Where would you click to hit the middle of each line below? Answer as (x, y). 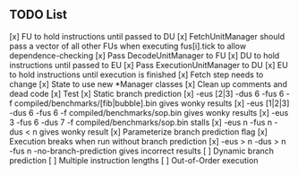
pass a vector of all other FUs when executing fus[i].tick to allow (128, 46)
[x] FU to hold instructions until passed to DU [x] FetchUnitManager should (147, 36)
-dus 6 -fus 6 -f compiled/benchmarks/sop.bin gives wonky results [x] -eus (149, 112)
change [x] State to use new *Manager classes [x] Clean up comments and (149, 83)
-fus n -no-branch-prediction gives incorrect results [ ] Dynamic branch (142, 151)
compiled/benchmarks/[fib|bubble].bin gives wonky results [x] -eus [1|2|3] (152, 103)
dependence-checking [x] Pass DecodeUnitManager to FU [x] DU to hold (145, 55)
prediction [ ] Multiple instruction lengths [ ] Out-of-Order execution (134, 160)
